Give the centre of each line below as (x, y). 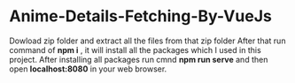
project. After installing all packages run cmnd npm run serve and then (139, 59)
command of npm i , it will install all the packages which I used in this (135, 49)
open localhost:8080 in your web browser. (88, 69)
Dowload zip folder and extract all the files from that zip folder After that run (147, 41)
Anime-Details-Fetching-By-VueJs (140, 16)
